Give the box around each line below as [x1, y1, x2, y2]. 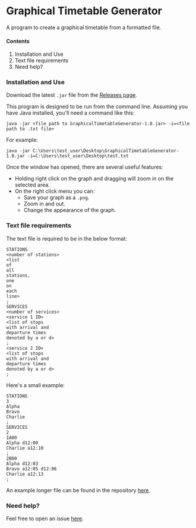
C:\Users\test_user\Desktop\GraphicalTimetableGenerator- [32, 148, 179, 154]
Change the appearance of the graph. [23, 207, 116, 214]
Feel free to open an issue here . [6, 515, 84, 522]
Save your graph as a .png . [23, 194, 90, 201]
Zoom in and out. [23, 200, 65, 207]
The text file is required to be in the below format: [6, 235, 128, 242]
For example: [6, 137, 39, 144]
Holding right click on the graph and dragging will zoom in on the [14, 175, 174, 182]
